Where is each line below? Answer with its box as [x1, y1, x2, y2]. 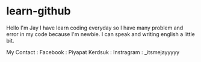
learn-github [6, 4, 71, 18]
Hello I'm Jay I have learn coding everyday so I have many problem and [6, 24, 184, 31]
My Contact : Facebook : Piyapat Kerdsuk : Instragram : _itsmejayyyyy [6, 48, 180, 55]
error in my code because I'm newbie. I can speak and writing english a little [6, 30, 196, 37]
